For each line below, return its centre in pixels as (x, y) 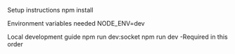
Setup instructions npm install (50, 10)
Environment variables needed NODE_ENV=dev (76, 23)
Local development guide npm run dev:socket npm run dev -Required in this (118, 37)
